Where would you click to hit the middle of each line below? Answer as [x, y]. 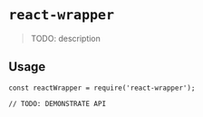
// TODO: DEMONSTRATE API [57, 103]
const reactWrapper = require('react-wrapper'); [102, 88]
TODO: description [66, 38]
